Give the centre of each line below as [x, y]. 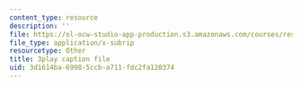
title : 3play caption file [60, 59]
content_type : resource [54, 17]
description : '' [40, 26]
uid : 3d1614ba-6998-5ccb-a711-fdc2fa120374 [92, 68]
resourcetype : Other [48, 51]
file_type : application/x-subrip [72, 43]
